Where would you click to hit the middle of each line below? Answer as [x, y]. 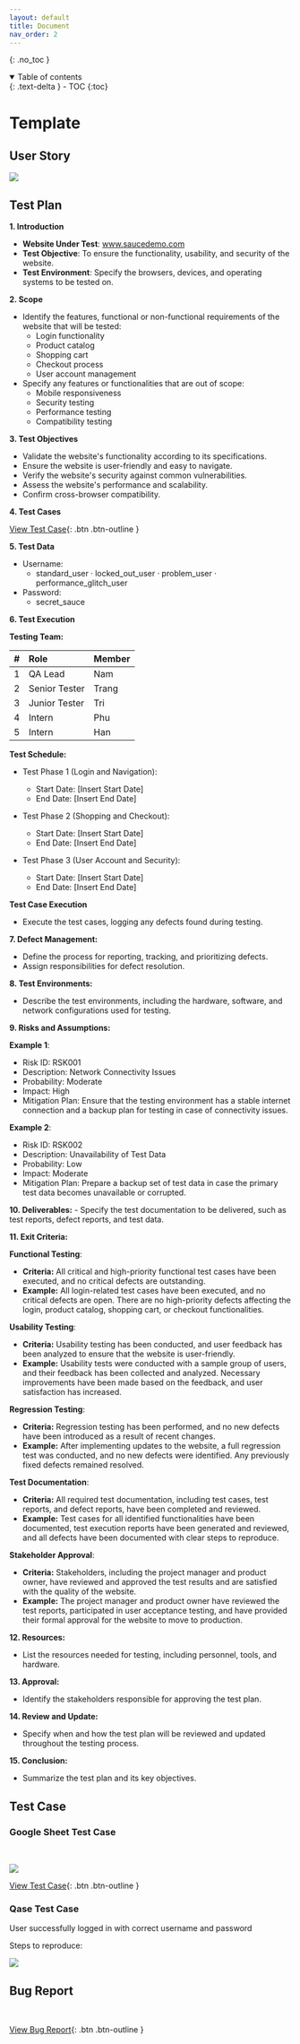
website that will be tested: [72, 326]
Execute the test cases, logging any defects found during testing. [142, 922]
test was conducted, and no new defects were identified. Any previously [155, 1455]
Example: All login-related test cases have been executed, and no [144, 1291]
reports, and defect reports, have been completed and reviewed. [141, 1509]
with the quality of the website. [79, 1591]
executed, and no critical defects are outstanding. [114, 1281]
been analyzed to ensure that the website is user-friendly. [129, 1354]
